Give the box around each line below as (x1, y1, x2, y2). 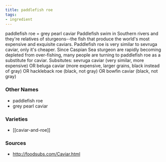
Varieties (5, 116, 28, 123)
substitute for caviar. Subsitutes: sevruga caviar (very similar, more (5, 58, 144, 64)
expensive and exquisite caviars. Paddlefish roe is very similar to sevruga (5, 41, 157, 47)
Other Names (5, 86, 39, 93)
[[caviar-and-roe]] (12, 127, 50, 133)
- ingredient (5, 17, 33, 22)
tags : (5, 12, 17, 17)
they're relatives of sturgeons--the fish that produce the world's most (5, 36, 150, 42)
